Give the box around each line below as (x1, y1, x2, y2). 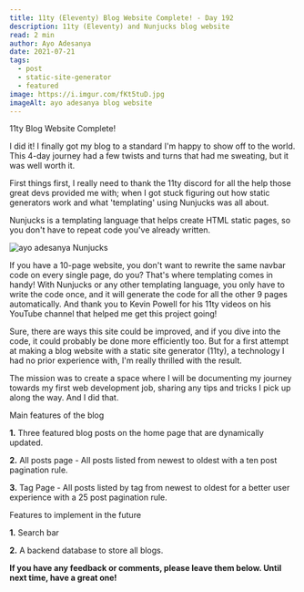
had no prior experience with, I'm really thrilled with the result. (9, 355, 243, 366)
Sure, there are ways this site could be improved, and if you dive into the (9, 326, 281, 338)
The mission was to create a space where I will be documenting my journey (9, 373, 292, 384)
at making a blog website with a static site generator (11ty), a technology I (9, 346, 285, 357)
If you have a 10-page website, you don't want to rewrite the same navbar (9, 260, 287, 271)
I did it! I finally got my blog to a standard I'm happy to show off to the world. (9, 140, 296, 151)
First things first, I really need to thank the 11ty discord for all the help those (9, 178, 291, 189)
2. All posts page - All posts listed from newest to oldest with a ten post (9, 455, 278, 466)
